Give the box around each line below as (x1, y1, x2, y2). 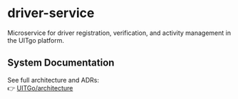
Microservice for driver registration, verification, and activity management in (7, 28, 232, 37)
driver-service (7, 5, 95, 21)
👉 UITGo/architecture (7, 83, 73, 92)
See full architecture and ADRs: (7, 75, 100, 84)
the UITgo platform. (7, 36, 65, 44)
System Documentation (7, 57, 115, 69)
